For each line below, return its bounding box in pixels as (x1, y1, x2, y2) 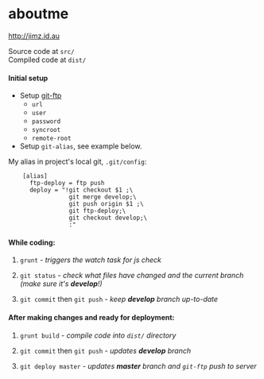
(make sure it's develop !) (19, 279, 103, 288)
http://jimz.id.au (8, 31, 60, 41)
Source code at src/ (8, 46, 75, 56)
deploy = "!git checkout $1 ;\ (29, 186, 134, 195)
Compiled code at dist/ (8, 55, 87, 64)
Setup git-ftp (19, 91, 62, 100)
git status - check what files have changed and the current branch (19, 271, 244, 280)
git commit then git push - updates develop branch (19, 346, 192, 355)
